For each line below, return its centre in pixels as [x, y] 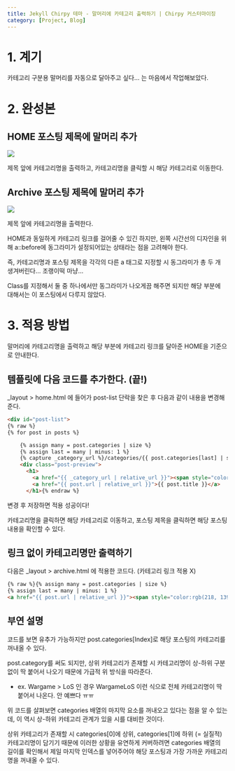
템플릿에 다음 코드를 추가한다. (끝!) [77, 379]
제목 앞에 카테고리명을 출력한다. [50, 224]
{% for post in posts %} [43, 432]
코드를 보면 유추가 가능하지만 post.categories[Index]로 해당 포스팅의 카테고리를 [116, 639]
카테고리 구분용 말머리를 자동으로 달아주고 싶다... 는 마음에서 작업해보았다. [108, 78]
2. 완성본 [31, 109]
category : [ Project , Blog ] [47, 20]
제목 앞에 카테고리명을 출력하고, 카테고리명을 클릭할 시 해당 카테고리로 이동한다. [115, 168]
